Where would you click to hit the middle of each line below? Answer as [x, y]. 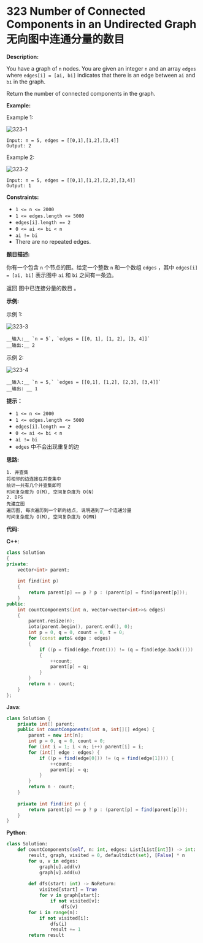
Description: [22, 56]
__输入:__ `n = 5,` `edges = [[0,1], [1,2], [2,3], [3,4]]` [84, 382]
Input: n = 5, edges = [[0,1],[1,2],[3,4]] [63, 140]
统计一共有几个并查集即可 [34, 485]
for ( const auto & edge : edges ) [70, 638]
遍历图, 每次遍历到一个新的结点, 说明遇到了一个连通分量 [69, 510]
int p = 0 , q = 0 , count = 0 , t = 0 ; [77, 633]
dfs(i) [59, 924]
